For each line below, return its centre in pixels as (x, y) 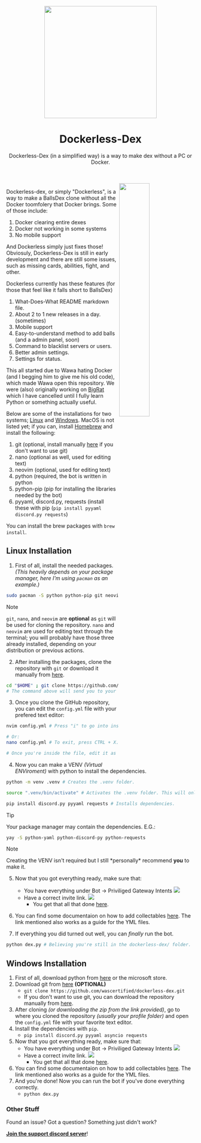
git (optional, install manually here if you (64, 444)
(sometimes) (31, 321)
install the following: (31, 432)
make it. (16, 867)
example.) (27, 584)
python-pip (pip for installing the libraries (65, 489)
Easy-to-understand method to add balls (65, 333)
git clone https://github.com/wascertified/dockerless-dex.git (104, 991)
